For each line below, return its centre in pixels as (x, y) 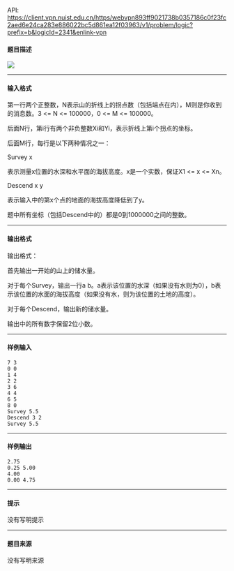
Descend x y (25, 186)
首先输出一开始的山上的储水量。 (53, 270)
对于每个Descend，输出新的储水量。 (60, 309)
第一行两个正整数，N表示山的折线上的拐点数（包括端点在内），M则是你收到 (115, 105)
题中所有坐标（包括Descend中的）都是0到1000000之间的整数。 (99, 215)
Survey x (20, 157)
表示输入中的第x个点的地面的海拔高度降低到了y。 (78, 200)
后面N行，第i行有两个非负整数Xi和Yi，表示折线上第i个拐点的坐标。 (102, 128)
